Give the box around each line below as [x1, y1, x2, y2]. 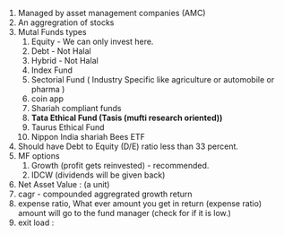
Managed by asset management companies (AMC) [17, 8, 206, 18]
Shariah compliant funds [30, 103, 122, 113]
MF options [17, 151, 60, 161]
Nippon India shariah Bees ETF [30, 132, 146, 142]
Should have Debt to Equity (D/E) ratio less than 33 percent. [17, 141, 239, 152]
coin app [30, 93, 65, 104]
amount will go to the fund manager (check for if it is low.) [17, 208, 231, 218]
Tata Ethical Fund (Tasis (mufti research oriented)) [30, 112, 223, 123]
